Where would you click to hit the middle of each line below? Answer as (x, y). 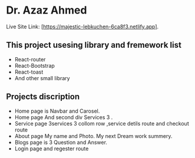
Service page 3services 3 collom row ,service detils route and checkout (102, 123)
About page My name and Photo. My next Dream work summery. (93, 136)
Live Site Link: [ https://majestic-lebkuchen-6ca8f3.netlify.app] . (82, 27)
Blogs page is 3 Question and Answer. (61, 142)
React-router (30, 59)
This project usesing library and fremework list (94, 45)
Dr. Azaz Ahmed (47, 10)
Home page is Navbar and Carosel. (57, 111)
